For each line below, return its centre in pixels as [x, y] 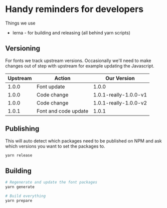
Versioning [23, 48]
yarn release [19, 155]
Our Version [120, 78]
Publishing [22, 129]
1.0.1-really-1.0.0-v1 [120, 94]
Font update [51, 86]
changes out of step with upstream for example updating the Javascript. [80, 65]
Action [63, 78]
